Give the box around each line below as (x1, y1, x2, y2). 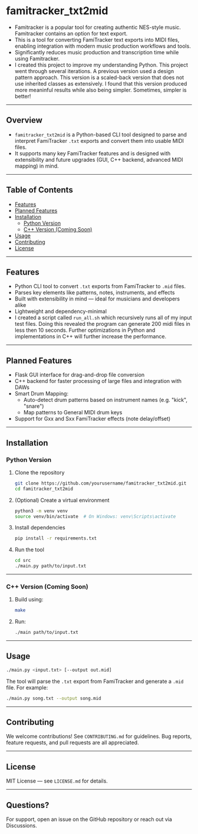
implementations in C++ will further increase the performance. (14, 333, 167, 340)
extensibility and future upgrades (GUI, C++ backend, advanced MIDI (14, 156, 184, 163)
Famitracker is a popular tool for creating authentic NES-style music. (14, 24, 181, 31)
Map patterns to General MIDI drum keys (23, 409, 123, 416)
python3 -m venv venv (14, 508, 68, 514)
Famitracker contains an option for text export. (14, 30, 128, 37)
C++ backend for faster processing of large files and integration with (14, 378, 181, 385)
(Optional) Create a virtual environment (14, 496, 110, 503)
